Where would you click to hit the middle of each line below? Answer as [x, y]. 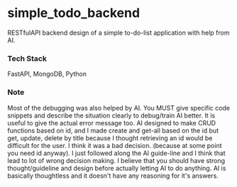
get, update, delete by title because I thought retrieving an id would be [110, 138]
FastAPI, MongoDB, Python [47, 74]
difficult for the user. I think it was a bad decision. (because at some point [115, 145]
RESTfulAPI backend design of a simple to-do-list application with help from [118, 33]
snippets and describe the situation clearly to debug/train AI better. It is [111, 115]
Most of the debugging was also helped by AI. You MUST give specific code [119, 108]
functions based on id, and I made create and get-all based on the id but [113, 130]
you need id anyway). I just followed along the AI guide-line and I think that [116, 153]
